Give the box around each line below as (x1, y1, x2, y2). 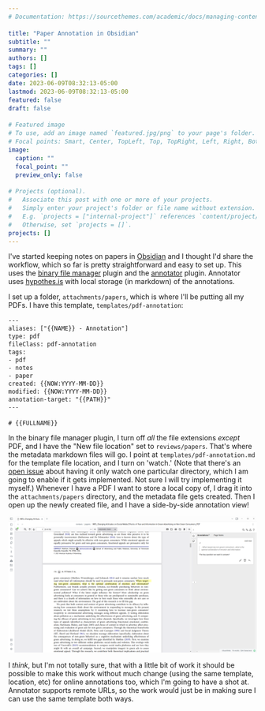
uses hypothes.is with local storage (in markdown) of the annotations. (8, 277, 235, 286)
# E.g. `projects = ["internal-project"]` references (8, 212, 196, 220)
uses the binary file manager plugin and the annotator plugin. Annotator (8, 268, 241, 278)
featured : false (8, 95, 62, 104)
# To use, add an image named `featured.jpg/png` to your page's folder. (8, 129, 256, 137)
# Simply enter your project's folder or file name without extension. (8, 204, 256, 212)
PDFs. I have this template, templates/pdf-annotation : (8, 301, 184, 310)
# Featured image (8, 121, 65, 129)
